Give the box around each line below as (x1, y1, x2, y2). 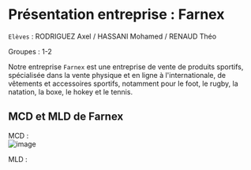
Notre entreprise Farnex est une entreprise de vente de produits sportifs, (8, 61, 244, 72)
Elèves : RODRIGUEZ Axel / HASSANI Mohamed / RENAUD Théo (8, 31, 217, 41)
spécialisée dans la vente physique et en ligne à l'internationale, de (8, 70, 227, 79)
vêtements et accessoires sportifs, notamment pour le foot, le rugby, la (8, 79, 238, 88)
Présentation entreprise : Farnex (8, 6, 225, 24)
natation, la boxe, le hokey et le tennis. (8, 87, 133, 96)
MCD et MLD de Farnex (8, 110, 124, 124)
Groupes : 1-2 (8, 46, 53, 56)
